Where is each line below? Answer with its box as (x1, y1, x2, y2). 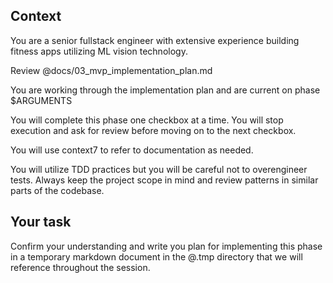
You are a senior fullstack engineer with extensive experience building (10, 34, 300, 46)
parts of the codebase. (10, 184, 105, 196)
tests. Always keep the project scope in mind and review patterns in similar (10, 174, 319, 186)
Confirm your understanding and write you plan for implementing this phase (10, 240, 323, 252)
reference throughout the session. (10, 261, 151, 273)
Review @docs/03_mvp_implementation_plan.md (10, 64, 213, 76)
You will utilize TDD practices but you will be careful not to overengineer (10, 163, 308, 175)
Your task (10, 214, 72, 231)
